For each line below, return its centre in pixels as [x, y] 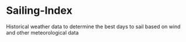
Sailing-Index [39, 11]
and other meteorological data [42, 32]
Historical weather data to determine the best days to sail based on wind [93, 26]
